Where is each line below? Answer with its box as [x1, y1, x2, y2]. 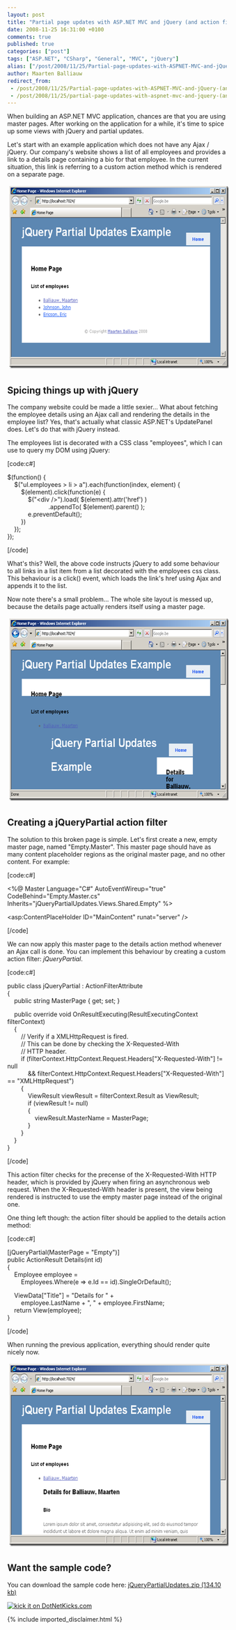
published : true [7, 40, 54, 48]
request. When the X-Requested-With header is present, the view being [7, 1185, 213, 1193]
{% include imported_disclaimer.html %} [7, 1615, 123, 1623]
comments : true [7, 33, 52, 40]
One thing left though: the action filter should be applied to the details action [7, 1214, 226, 1222]
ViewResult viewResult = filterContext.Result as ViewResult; [27, 1092, 200, 1100]
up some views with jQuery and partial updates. [7, 127, 144, 135]
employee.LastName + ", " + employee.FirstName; [20, 1298, 165, 1307]
